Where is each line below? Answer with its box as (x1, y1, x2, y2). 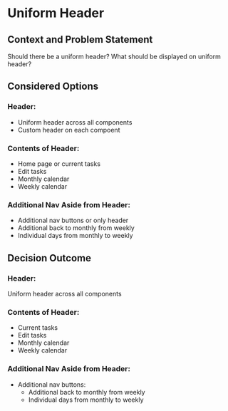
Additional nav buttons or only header (17, 216, 129, 225)
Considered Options (7, 80, 98, 93)
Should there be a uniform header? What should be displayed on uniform (7, 52, 221, 61)
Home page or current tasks (17, 159, 101, 168)
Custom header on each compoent (17, 125, 120, 134)
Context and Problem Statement (7, 33, 153, 46)
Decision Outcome (7, 251, 91, 264)
